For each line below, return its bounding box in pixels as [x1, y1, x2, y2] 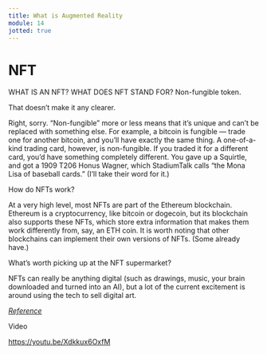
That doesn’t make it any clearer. [8, 103, 116, 113]
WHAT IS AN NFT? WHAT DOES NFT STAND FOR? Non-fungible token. [8, 87, 241, 97]
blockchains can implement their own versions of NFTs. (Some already [8, 234, 241, 244]
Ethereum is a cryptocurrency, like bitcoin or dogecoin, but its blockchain [8, 209, 249, 218]
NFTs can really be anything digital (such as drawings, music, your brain [8, 273, 245, 284]
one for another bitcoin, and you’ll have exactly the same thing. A [8, 135, 222, 145]
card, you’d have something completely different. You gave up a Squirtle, [8, 153, 247, 162]
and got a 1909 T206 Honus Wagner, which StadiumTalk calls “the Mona [8, 161, 245, 170]
